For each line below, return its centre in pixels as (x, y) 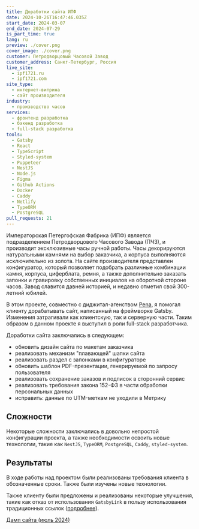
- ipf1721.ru (28, 73)
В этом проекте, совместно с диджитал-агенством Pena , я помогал (94, 304)
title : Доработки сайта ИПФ (41, 12)
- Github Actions (33, 185)
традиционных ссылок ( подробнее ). (53, 508)
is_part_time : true (31, 34)
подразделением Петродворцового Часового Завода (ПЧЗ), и (86, 242)
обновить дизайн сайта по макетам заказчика (74, 347)
